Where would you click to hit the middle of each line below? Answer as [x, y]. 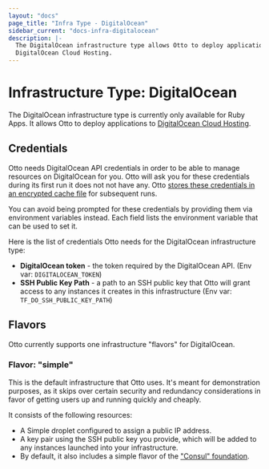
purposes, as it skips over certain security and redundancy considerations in [134, 390]
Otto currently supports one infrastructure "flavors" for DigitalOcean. [122, 344]
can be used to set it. [43, 226]
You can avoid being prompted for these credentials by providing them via [130, 208]
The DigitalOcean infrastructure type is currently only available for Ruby [127, 115]
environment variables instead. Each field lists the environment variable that [133, 217]
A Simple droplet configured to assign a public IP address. [116, 431]
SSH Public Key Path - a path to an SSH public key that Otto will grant [135, 282]
